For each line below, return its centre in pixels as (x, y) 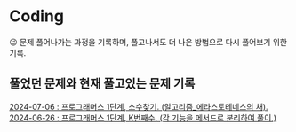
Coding (37, 16)
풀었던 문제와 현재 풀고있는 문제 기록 (102, 84)
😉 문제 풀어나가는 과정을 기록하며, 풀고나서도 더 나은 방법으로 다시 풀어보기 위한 (148, 42)
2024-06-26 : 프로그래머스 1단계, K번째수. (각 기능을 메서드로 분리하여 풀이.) (143, 118)
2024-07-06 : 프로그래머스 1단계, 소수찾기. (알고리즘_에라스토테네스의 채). (139, 106)
